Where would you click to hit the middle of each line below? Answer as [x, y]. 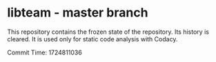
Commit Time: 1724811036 [45, 52]
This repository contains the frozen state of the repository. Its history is [108, 32]
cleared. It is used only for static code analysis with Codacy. [92, 39]
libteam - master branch [78, 13]
